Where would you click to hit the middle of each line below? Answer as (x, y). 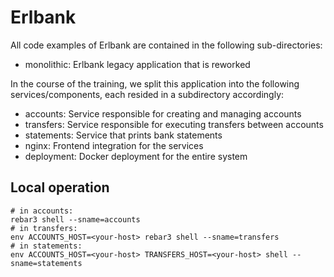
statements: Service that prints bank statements (123, 135)
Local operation (60, 187)
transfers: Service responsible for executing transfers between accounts (174, 124)
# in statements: (46, 246)
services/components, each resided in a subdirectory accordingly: (147, 94)
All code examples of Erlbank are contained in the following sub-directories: (166, 45)
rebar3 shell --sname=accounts (75, 219)
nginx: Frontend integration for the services (114, 145)
